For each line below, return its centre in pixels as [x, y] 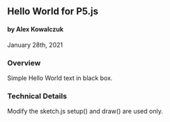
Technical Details [37, 96]
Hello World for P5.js [53, 12]
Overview [24, 63]
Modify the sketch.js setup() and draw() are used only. [85, 112]
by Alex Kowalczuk [36, 29]
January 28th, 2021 [35, 45]
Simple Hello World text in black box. [60, 78]
